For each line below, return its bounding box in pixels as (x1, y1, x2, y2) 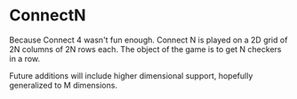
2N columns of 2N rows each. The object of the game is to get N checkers (9, 43, 282, 54)
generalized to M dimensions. (9, 80, 118, 90)
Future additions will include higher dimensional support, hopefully (9, 70, 253, 80)
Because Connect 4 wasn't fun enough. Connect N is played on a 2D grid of (9, 34, 288, 45)
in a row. (9, 53, 41, 64)
